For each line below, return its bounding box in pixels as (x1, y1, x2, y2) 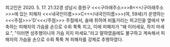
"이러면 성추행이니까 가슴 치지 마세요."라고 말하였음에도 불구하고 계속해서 (14, 30, 160, 36)
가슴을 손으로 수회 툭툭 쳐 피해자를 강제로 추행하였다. (18, 36, 124, 42)
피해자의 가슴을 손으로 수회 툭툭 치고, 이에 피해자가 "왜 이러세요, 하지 (18, 24, 155, 30)
